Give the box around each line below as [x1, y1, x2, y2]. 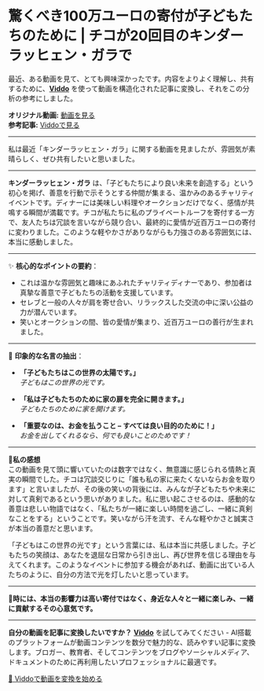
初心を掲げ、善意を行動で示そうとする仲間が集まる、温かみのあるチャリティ [8, 188, 255, 197]
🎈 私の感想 [8, 454, 41, 464]
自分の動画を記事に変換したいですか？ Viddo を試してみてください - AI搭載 [8, 627, 251, 637]
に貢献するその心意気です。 [8, 603, 97, 613]
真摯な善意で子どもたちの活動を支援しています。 [19, 288, 178, 297]
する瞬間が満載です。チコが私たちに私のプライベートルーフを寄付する [14, 208, 241, 217]
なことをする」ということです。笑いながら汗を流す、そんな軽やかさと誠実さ [8, 513, 255, 523]
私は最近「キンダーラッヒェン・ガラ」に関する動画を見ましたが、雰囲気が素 [8, 144, 256, 153]
